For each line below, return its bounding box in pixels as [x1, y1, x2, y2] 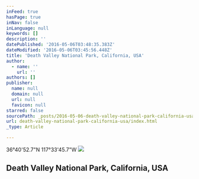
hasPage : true [6, 14, 41, 20]
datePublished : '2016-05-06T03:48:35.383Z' [6, 42, 115, 48]
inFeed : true [6, 8, 38, 15]
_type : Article [6, 124, 44, 130]
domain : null [11, 91, 44, 97]
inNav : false [6, 19, 38, 25]
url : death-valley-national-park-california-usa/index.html [6, 119, 158, 125]
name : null [11, 86, 38, 92]
